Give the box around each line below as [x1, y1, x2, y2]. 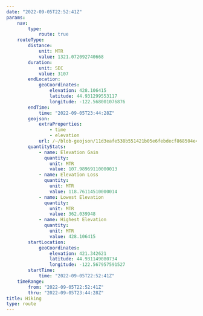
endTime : [28, 104, 50, 111]
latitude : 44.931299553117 [49, 93, 118, 99]
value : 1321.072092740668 [38, 54, 104, 60]
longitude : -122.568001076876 [49, 98, 126, 105]
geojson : [28, 115, 50, 121]
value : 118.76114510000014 [49, 189, 118, 195]
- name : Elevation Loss [38, 172, 98, 178]
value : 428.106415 [49, 233, 96, 239]
